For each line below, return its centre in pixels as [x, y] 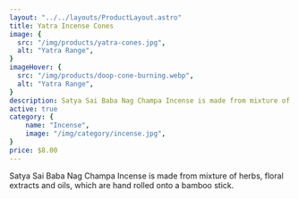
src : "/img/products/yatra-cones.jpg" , [92, 42]
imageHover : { [36, 68]
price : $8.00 [34, 150]
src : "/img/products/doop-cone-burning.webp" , [106, 76]
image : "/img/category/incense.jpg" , [96, 134]
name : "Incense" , [58, 126]
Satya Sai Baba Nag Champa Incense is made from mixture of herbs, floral [146, 176]
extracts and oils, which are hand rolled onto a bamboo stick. [122, 185]
